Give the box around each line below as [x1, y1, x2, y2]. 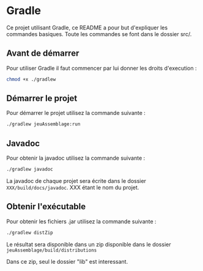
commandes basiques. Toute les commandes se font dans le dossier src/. [6, 30, 192, 37]
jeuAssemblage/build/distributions [6, 247, 97, 253]
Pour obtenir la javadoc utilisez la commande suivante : [6, 154, 146, 162]
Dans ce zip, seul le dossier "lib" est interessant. [6, 258, 128, 265]
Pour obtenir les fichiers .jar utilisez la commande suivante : [6, 218, 157, 225]
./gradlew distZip [6, 229, 53, 236]
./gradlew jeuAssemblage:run [6, 121, 81, 127]
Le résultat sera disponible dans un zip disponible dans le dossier [6, 240, 171, 248]
